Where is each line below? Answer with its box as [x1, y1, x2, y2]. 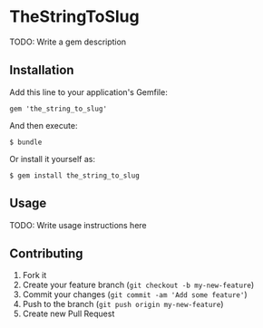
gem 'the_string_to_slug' [9, 104, 107, 113]
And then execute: [9, 120, 78, 130]
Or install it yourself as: [9, 153, 95, 164]
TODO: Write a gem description [9, 36, 127, 47]
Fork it [22, 270, 47, 281]
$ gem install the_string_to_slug [9, 170, 141, 180]
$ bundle [9, 138, 43, 147]
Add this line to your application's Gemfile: [9, 86, 168, 97]
